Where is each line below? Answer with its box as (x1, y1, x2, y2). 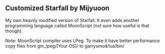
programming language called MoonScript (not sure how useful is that (5, 22, 149, 28)
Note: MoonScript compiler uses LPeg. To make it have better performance (5, 37, 160, 43)
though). (5, 27, 23, 34)
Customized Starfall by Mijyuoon (5, 4, 110, 12)
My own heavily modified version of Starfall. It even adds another (5, 17, 139, 23)
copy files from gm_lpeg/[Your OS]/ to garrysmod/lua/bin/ (5, 42, 125, 49)
